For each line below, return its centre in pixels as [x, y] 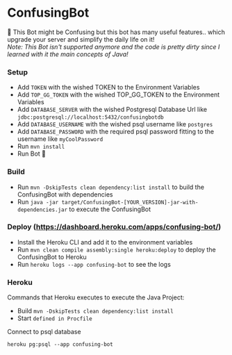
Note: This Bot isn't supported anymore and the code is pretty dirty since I [114, 47]
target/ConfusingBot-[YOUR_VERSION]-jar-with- [130, 202]
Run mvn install [41, 147]
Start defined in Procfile [55, 318]
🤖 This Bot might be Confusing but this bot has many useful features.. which [116, 32]
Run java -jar [38, 201]
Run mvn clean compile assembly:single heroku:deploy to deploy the [117, 249]
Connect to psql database [44, 332]
